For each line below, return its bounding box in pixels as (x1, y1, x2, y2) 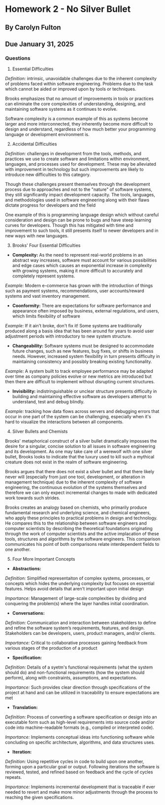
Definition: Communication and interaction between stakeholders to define (5, 620, 156, 626)
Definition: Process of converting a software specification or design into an (5, 714, 157, 720)
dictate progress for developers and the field (5, 202, 96, 208)
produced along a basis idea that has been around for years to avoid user (5, 328, 154, 334)
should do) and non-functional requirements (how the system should (5, 670, 145, 675)
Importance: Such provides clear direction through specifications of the (5, 684, 150, 690)
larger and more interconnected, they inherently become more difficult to (5, 121, 153, 127)
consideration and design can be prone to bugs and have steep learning (5, 217, 152, 223)
